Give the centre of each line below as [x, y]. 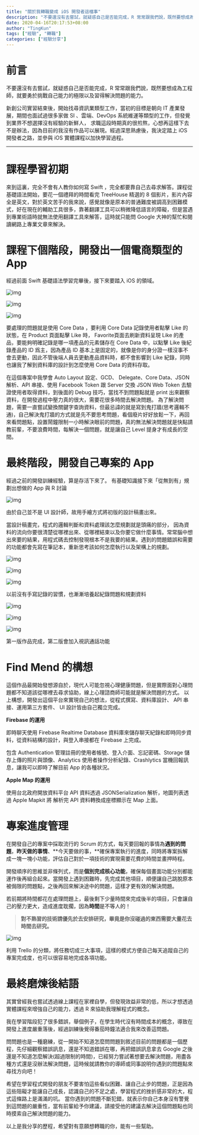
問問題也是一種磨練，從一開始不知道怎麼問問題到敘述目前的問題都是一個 [94, 1041]
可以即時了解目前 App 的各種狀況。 [69, 767]
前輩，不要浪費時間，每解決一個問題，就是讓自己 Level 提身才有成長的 [97, 429]
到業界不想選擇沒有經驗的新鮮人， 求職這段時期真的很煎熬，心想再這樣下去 [98, 123]
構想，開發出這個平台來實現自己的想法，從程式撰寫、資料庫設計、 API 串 [100, 700]
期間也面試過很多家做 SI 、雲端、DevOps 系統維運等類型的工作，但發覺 [103, 115]
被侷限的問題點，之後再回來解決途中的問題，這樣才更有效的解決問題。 [92, 886]
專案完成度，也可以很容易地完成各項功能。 [58, 958]
